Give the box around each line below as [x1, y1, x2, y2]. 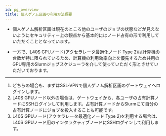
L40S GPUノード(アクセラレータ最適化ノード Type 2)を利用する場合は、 [12, 113, 161, 119]
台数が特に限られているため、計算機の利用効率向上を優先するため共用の [12, 55, 160, 61]
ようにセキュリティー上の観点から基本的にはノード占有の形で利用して [16, 32, 160, 38]
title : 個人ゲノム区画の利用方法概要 [5, 12, 73, 17]
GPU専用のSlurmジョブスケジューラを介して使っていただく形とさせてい [12, 61, 159, 67]
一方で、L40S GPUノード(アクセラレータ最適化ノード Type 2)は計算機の [12, 49, 160, 55]
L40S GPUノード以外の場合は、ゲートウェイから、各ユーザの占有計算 [12, 95, 155, 101]
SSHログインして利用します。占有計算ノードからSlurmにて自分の [25, 101, 158, 106]
